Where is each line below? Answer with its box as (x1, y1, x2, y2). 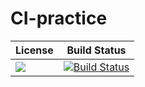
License (15, 43, 54, 57)
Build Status (66, 43, 127, 57)
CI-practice (10, 7, 108, 30)
